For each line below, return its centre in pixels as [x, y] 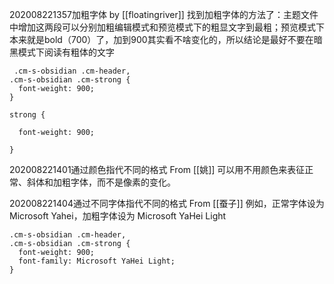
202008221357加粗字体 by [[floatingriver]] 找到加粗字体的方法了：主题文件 [164, 14]
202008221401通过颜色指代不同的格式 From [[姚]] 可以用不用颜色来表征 [157, 169]
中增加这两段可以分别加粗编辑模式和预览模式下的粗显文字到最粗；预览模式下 [167, 27]
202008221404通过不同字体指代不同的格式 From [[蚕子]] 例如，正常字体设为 [167, 203]
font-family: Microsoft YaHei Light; [97, 261]
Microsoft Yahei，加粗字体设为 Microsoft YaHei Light [118, 216]
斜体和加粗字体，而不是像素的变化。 [101, 182]
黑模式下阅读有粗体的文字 [62, 52]
